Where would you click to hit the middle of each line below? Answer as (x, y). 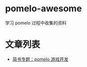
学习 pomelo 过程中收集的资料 (36, 23)
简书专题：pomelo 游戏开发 (40, 59)
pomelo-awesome (43, 9)
